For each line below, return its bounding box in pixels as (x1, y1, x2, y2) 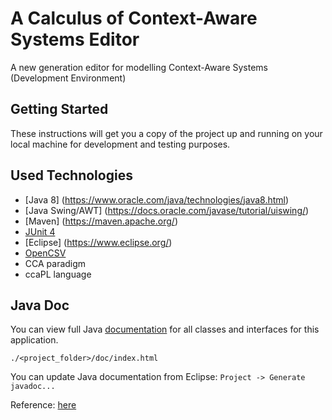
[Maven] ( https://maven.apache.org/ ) (24, 215, 178, 227)
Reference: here (10, 399, 77, 411)
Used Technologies (10, 167, 133, 184)
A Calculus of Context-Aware (10, 7, 258, 30)
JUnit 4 (24, 225, 56, 237)
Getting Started (10, 101, 109, 118)
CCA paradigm (24, 257, 87, 269)
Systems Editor (10, 28, 140, 51)
